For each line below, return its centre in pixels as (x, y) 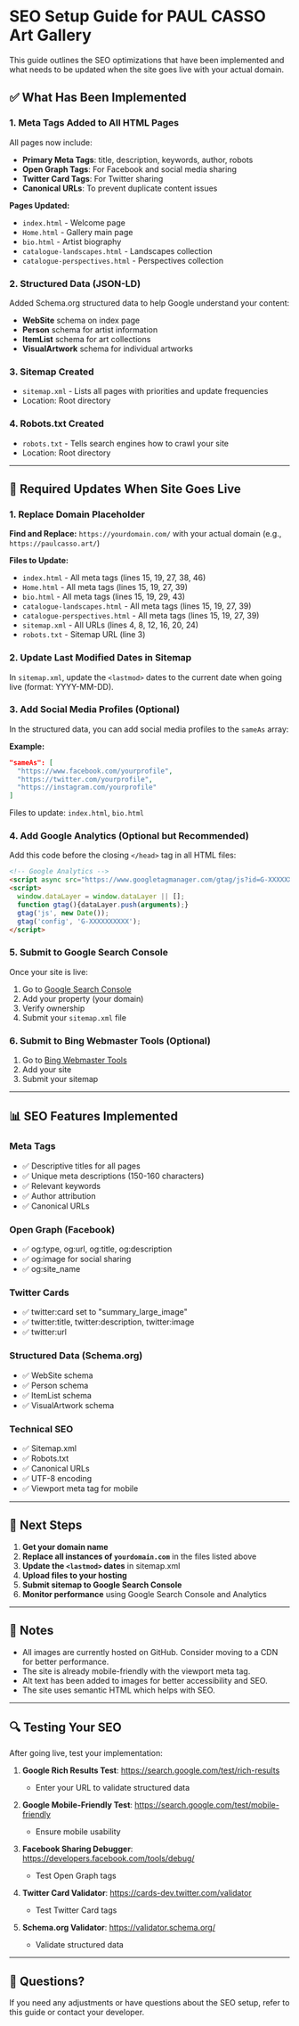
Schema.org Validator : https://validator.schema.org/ (119, 1928)
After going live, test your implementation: (86, 1753)
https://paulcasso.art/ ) (55, 543)
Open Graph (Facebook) (62, 1229)
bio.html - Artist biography (72, 242)
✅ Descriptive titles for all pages (81, 1166)
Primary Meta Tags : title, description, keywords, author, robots (137, 160)
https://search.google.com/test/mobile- (207, 1805)
